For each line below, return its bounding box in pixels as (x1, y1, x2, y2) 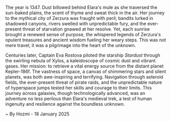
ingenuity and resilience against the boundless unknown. (5, 101, 125, 107)
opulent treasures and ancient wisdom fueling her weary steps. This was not (5, 37, 166, 43)
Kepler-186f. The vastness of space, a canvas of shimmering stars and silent (5, 68, 166, 75)
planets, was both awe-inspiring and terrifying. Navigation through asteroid (5, 74, 163, 80)
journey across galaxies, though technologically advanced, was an (5, 90, 145, 96)
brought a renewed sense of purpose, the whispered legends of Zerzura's (5, 32, 161, 37)
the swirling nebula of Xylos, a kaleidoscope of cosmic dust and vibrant (5, 58, 156, 63)
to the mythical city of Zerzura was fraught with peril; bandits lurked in (5, 15, 154, 21)
